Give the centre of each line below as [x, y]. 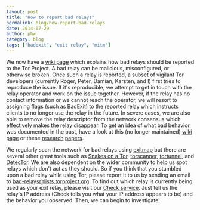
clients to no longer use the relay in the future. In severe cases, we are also [99, 112]
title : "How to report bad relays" [50, 17]
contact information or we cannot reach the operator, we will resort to [92, 100]
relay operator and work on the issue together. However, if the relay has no [98, 94]
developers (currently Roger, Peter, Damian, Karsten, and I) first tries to [93, 81]
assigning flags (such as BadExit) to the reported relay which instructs [93, 106]
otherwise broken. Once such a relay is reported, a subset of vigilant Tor [95, 75]
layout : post [22, 12]
